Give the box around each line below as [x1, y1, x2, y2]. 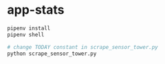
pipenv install [7, 25, 51, 32]
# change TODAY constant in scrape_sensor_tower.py [7, 43, 158, 50]
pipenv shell [7, 31, 45, 38]
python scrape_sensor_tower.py [7, 50, 97, 57]
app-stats [7, 2, 65, 18]
